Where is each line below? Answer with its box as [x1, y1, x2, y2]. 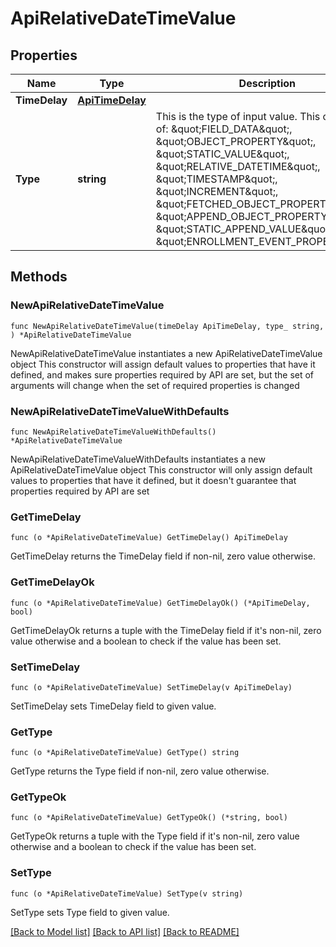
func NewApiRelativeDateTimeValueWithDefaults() [10, 427, 217, 437]
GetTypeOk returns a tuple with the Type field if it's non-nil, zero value [10, 830, 300, 842]
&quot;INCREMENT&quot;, [155, 185, 279, 198]
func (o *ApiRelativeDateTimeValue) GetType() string [10, 748, 240, 758]
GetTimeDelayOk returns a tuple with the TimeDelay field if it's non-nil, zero [10, 624, 322, 636]
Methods [10, 268, 68, 286]
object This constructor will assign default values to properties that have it [10, 358, 316, 370]
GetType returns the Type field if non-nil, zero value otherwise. [10, 765, 270, 777]
